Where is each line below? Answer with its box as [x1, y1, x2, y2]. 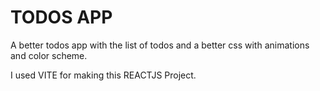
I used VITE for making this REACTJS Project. [10, 69, 197, 81]
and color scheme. [10, 49, 88, 61]
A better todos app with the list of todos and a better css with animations [10, 39, 310, 51]
